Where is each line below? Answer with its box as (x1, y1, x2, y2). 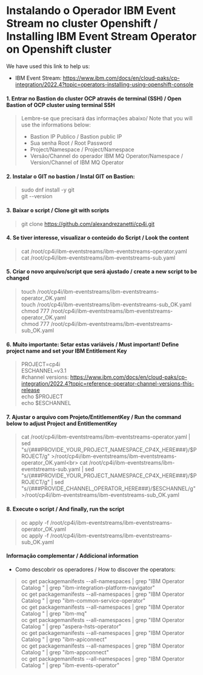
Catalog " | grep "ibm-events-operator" (21, 661, 120, 669)
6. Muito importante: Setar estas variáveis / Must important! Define (6, 341, 179, 348)
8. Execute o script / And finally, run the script (6, 505, 125, 513)
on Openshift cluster (6, 43, 112, 57)
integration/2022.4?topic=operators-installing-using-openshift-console (15, 80, 194, 88)
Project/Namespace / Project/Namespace (30, 146, 135, 153)
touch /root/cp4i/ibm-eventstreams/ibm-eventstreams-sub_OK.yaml (21, 300, 192, 308)
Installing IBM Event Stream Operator (6, 30, 197, 43)
